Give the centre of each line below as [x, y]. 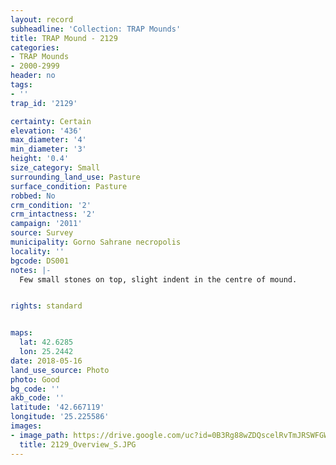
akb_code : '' [37, 398]
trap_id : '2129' [44, 103]
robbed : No [33, 196]
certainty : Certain [51, 121]
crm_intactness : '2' [53, 214]
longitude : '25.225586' [60, 417]
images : [26, 426]
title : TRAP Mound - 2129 [64, 38]
